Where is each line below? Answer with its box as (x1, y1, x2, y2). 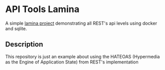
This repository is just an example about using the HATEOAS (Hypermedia (5, 53, 160, 59)
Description (5, 40, 43, 49)
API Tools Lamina (5, 4, 80, 15)
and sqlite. (5, 25, 27, 31)
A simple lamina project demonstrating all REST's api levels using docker (5, 20, 157, 26)
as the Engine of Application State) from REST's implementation (5, 59, 139, 65)
